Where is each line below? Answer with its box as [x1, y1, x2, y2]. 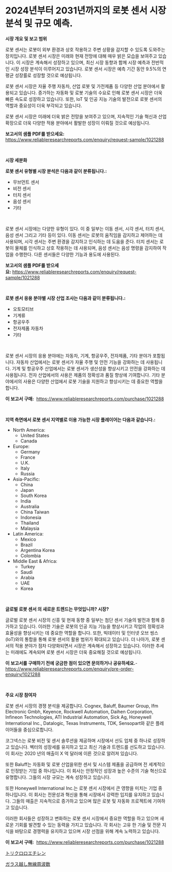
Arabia [20, 574, 35, 580]
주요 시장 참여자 [5, 691, 37, 698]
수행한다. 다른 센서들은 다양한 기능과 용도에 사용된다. [14, 251, 121, 257]
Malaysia [20, 525, 40, 531]
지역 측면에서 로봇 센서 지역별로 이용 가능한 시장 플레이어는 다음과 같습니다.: [5, 416, 156, 422]
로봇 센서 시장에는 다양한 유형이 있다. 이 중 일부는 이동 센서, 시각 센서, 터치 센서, [5, 225, 165, 232]
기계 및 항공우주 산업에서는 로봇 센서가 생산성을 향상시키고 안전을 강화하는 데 [12, 365, 166, 371]
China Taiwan [20, 509, 50, 515]
